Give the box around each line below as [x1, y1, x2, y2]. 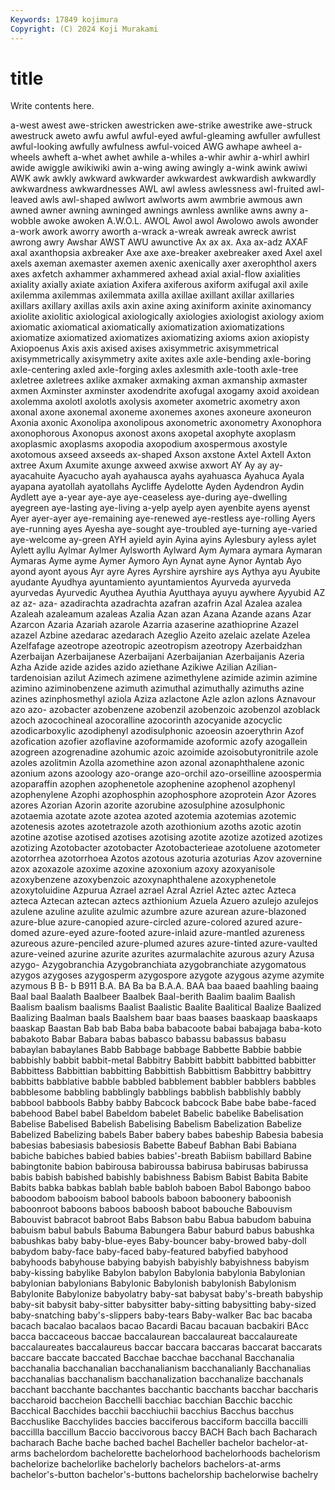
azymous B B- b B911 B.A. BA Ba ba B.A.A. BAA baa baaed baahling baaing [10, 980, 319, 992]
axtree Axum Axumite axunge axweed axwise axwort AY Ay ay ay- [10, 459, 283, 471]
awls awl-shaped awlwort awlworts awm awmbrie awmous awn [39, 194, 303, 206]
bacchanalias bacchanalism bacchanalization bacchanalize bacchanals [10, 1373, 304, 1385]
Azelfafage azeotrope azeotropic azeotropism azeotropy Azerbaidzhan [10, 640, 303, 652]
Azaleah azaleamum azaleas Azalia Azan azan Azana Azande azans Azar [10, 608, 312, 620]
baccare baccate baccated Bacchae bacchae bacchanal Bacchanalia [10, 1352, 295, 1364]
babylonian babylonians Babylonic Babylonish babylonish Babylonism [10, 1277, 297, 1290]
